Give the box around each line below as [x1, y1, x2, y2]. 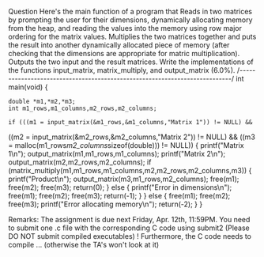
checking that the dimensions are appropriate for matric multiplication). [8, 49, 240, 58]
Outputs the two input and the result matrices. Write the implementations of [8, 57, 255, 66]
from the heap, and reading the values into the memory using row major [8, 24, 243, 32]
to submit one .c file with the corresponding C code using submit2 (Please [8, 223, 251, 232]
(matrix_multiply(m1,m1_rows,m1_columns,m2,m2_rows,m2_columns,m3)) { [8, 166, 252, 175]
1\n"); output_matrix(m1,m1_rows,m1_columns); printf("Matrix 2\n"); [8, 149, 226, 158]
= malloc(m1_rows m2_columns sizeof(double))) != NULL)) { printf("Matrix [8, 141, 244, 149]
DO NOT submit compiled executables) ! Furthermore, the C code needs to [8, 232, 251, 240]
